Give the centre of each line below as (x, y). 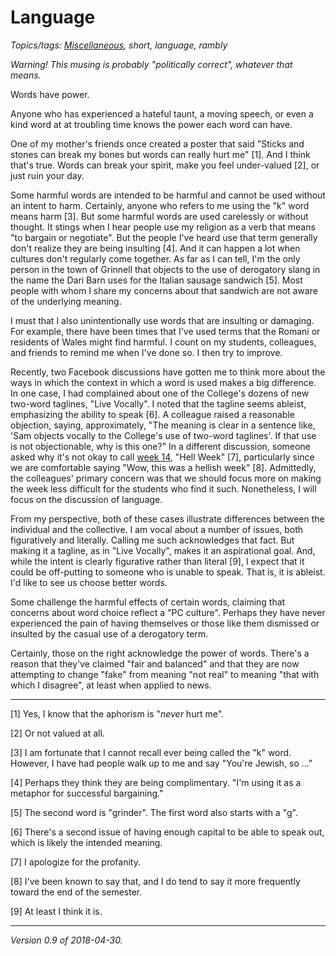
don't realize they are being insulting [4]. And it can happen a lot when (155, 248)
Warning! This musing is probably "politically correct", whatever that (151, 64)
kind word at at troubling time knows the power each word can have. (151, 124)
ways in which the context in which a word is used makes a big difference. (163, 382)
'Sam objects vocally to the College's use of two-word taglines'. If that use (163, 435)
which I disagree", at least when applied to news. (111, 685)
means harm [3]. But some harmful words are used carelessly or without (159, 216)
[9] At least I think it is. (56, 911)
